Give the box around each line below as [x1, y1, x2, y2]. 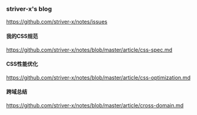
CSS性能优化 [6, 60, 38, 68]
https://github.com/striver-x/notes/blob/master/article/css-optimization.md [6, 74, 191, 81]
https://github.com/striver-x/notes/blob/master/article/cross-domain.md [6, 101, 184, 108]
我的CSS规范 [6, 32, 38, 40]
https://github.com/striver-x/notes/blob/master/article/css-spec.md [6, 46, 173, 53]
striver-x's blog [6, 5, 52, 13]
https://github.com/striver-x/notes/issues [6, 18, 107, 25]
